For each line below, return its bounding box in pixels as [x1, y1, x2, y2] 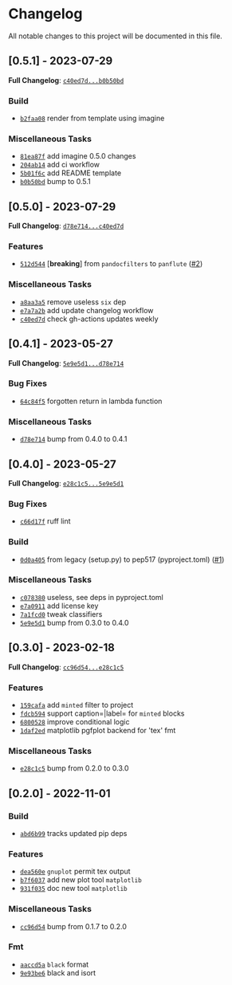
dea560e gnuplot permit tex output [19, 866, 131, 877]
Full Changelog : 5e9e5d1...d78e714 [8, 358, 124, 367]
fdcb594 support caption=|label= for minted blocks [19, 708, 185, 718]
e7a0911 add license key [19, 601, 99, 610]
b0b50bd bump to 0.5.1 [19, 177, 92, 186]
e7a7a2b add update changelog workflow [19, 305, 154, 315]
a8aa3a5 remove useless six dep [19, 296, 126, 307]
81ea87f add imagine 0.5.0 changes [19, 151, 136, 161]
